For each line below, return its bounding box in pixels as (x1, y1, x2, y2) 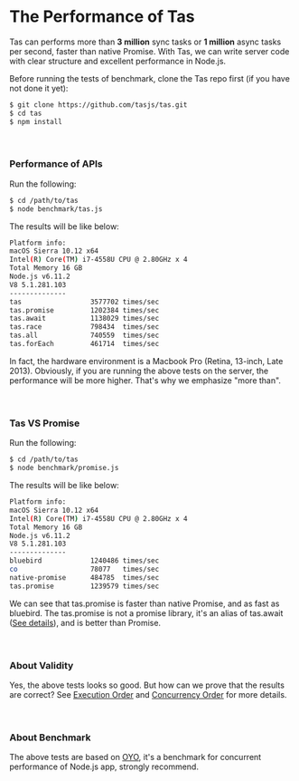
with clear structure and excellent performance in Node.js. (9, 55, 227, 66)
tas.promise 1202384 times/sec (9, 305, 160, 314)
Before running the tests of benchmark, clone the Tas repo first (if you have (9, 72, 291, 83)
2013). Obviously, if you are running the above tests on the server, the (9, 365, 269, 376)
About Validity (9, 659, 74, 671)
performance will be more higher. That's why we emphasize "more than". (9, 374, 282, 386)
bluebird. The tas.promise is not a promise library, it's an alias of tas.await (9, 607, 284, 618)
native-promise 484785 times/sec (9, 573, 160, 582)
